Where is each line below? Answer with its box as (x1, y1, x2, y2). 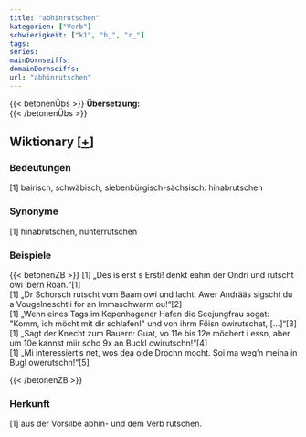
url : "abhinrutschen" (9, 73, 92, 82)
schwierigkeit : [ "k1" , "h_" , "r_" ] (9, 30, 145, 39)
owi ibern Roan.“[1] (9, 280, 81, 291)
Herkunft (9, 397, 50, 410)
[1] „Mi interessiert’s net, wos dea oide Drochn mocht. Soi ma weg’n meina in (9, 347, 298, 358)
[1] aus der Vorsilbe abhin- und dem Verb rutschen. (9, 418, 203, 430)
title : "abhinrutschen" (9, 13, 100, 23)
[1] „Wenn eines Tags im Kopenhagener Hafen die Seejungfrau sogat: (9, 308, 269, 320)
